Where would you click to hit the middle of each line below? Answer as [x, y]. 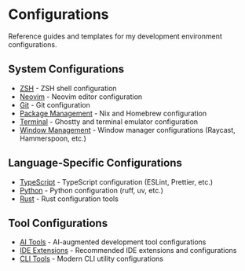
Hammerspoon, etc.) [53, 138]
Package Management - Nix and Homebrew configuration [113, 113]
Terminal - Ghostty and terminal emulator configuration [109, 121]
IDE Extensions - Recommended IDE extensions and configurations [128, 251]
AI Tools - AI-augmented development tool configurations [113, 242]
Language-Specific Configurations [95, 163]
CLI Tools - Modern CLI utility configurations [91, 259]
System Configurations [66, 70]
